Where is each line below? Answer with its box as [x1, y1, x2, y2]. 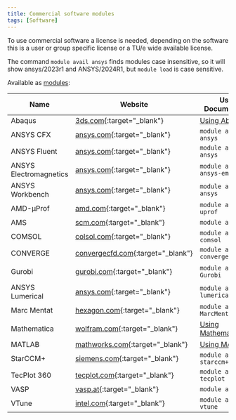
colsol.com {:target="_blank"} [74, 231, 171, 241]
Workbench [11, 189, 49, 199]
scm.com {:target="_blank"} [74, 217, 165, 227]
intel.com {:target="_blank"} [74, 398, 165, 408]
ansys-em [199, 169, 229, 177]
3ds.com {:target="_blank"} [74, 115, 164, 125]
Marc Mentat [11, 305, 53, 315]
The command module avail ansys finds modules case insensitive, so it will [7, 57, 225, 65]
